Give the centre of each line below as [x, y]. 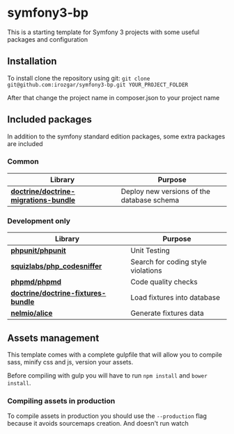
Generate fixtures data [167, 313]
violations [146, 271]
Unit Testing [150, 250]
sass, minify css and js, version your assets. [70, 362]
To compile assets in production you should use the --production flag [107, 416]
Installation [32, 62]
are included [25, 143]
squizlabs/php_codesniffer [56, 266]
